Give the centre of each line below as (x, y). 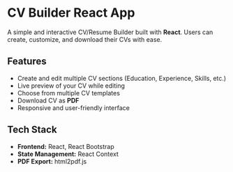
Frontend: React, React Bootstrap (66, 146)
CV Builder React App (71, 13)
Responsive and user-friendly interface (74, 108)
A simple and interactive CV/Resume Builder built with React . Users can (110, 32)
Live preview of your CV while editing (71, 86)
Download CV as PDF (48, 100)
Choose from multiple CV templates (69, 93)
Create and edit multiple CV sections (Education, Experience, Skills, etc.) (122, 78)
